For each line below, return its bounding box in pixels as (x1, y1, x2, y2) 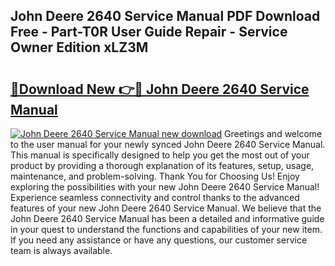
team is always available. (10, 245, 113, 256)
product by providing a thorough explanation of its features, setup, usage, (10, 160, 315, 171)
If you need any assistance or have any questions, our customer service (10, 234, 308, 246)
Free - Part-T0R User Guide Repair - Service (10, 24, 288, 41)
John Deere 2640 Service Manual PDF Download (10, 8, 321, 25)
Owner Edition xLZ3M (10, 39, 149, 56)
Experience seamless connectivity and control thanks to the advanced (10, 192, 300, 203)
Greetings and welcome (224, 128, 323, 139)
